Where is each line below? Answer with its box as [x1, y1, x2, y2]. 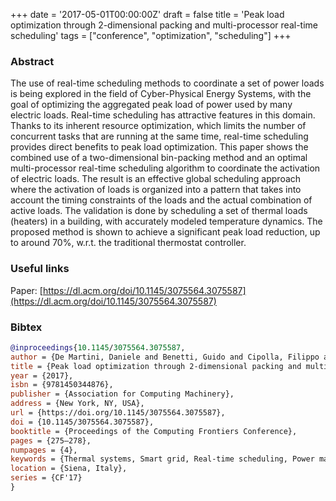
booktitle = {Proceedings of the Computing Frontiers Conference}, [10, 426, 298, 436]
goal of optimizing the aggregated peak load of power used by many [10, 99, 293, 111]
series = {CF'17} [10, 473, 83, 483]
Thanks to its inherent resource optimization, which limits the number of [10, 120, 307, 132]
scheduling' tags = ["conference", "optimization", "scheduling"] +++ [10, 30, 292, 41]
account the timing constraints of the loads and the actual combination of [10, 194, 313, 206]
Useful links [10, 262, 70, 276]
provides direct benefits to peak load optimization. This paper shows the [10, 141, 309, 153]
